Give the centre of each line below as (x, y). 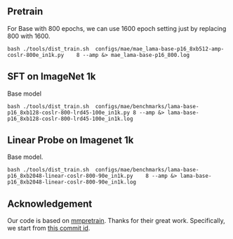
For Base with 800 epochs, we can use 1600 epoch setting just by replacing (117, 28)
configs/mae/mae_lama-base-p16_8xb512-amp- (160, 49)
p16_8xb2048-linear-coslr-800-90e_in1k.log (72, 182)
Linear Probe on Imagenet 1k (71, 140)
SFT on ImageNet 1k (52, 77)
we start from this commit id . (49, 228)
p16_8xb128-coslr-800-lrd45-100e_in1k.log (70, 119)
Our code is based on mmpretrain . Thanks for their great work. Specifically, (116, 221)
